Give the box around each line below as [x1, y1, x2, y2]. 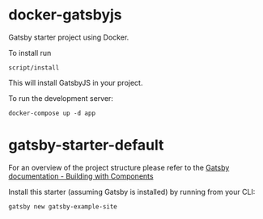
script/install [8, 63, 60, 72]
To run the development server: [8, 93, 113, 103]
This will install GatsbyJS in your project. [8, 78, 143, 87]
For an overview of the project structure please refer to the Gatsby [8, 162, 230, 172]
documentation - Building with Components [8, 171, 154, 181]
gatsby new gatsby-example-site [8, 202, 117, 211]
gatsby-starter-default [8, 136, 164, 154]
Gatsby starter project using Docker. [8, 32, 129, 42]
